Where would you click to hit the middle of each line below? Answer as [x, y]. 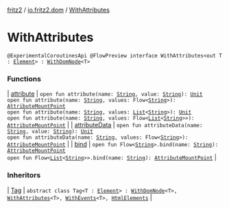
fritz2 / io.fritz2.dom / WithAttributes [58, 10]
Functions [24, 79]
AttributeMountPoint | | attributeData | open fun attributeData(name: [105, 125]
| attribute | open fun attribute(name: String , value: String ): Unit [105, 94]
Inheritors [24, 175]
